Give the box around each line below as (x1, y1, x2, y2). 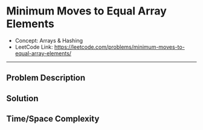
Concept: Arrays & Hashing (14, 37, 83, 44)
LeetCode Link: (14, 43, 53, 51)
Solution (6, 93, 39, 104)
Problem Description (6, 73, 86, 83)
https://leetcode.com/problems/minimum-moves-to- (54, 43, 185, 51)
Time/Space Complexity (6, 114, 100, 124)
